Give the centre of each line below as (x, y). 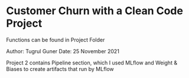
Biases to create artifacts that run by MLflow (60, 69)
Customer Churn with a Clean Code (94, 11)
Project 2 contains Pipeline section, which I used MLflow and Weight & (92, 63)
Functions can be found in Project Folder (56, 40)
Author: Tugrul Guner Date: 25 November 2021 (63, 51)
